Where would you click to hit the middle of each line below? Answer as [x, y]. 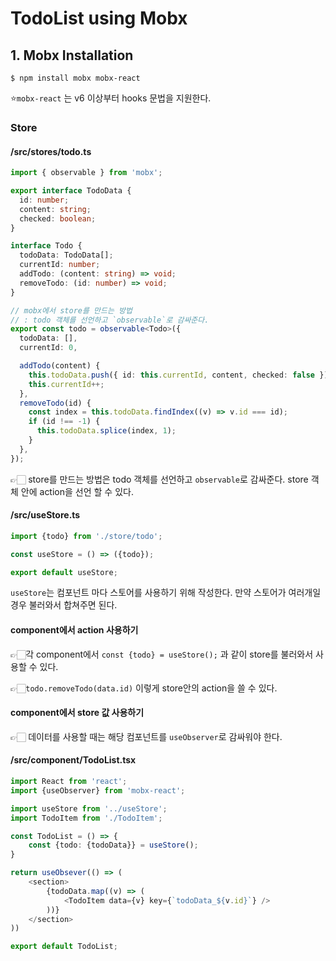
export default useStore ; [64, 572]
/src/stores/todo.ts [51, 151]
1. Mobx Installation [72, 55]
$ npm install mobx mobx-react [75, 78]
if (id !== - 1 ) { [64, 422]
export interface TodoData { [71, 191]
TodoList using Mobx [99, 18]
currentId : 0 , [48, 348]
